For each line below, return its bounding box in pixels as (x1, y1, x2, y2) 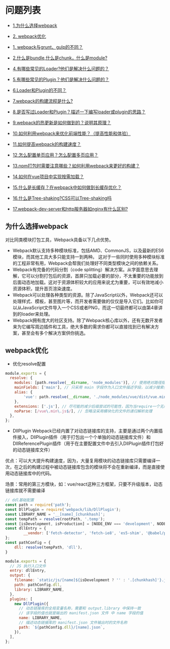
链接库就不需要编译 (5, 488, 46, 494)
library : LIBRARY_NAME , (14, 587, 65, 592)
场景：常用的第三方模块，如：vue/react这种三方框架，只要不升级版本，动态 (5, 481, 163, 488)
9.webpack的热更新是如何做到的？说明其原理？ (12, 119, 111, 125)
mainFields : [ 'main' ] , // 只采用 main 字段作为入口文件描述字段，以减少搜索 (14, 385, 164, 390)
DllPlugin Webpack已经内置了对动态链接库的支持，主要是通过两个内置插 (12, 428, 163, 434)
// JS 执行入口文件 (10, 563, 47, 569)
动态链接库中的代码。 (9, 470, 54, 476)
